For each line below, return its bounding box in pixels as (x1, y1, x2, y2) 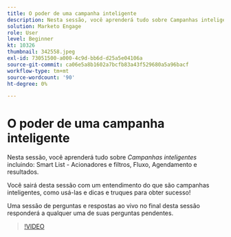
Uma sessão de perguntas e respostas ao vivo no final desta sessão (7, 202, 201, 210)
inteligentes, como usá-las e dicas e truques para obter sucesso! (7, 188, 191, 196)
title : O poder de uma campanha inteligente (7, 10, 137, 17)
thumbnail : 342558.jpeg (7, 49, 76, 56)
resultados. (7, 168, 39, 176)
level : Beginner (7, 36, 54, 43)
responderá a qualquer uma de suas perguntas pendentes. (7, 209, 174, 217)
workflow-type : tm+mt (7, 67, 69, 74)
